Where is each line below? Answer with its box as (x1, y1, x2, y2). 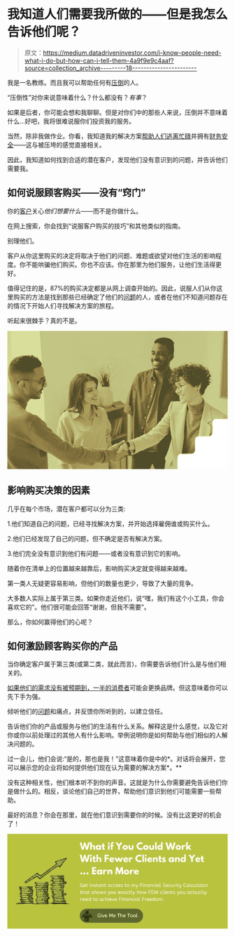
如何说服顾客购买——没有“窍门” (7, 187, 146, 199)
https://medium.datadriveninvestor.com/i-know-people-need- (43, 48, 222, 57)
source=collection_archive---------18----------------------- (24, 64, 197, 72)
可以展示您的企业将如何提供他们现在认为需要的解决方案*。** (7, 763, 183, 772)
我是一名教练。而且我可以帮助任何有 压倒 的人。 (7, 78, 142, 86)
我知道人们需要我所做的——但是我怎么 (7, 6, 229, 22)
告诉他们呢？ (7, 24, 82, 40)
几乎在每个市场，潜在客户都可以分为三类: (7, 504, 126, 513)
